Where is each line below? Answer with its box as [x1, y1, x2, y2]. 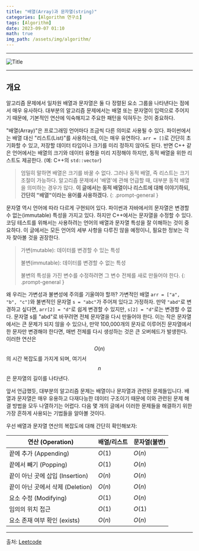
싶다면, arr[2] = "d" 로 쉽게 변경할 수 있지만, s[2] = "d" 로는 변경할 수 [21, 306, 186, 313]
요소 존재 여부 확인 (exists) [9, 516, 80, 524]
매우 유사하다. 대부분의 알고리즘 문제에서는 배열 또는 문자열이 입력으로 [12, 106, 174, 114]
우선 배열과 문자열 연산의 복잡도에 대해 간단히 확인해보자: [6, 422, 137, 429]
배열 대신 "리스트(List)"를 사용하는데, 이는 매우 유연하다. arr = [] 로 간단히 [12, 134, 185, 141]
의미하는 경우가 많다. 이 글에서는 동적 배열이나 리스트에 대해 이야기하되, [27, 184, 190, 191]
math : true [6, 31, 33, 37]
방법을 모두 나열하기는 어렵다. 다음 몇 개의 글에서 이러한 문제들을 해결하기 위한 [12, 402, 192, 409]
